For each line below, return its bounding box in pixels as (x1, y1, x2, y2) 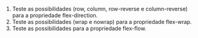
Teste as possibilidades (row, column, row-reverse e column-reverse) (12, 6, 188, 12)
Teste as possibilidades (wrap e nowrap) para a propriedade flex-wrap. (12, 18, 192, 25)
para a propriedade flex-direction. (12, 12, 98, 19)
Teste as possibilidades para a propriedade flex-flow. (12, 25, 147, 32)
